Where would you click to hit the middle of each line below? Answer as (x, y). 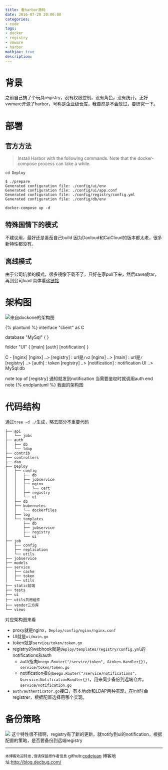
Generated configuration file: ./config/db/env (56, 199)
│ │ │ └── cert (28, 488)
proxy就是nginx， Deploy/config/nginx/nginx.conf (64, 630)
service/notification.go (46, 685)
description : (19, 56)
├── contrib (17, 453)
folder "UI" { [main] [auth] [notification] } (47, 347)
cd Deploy (15, 173)
